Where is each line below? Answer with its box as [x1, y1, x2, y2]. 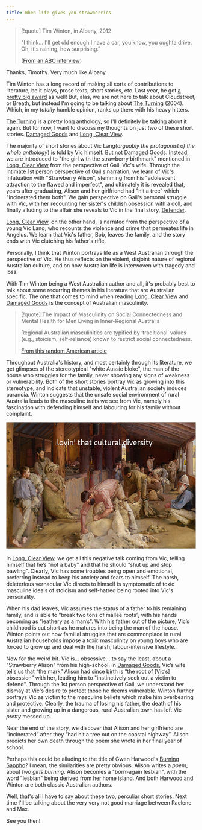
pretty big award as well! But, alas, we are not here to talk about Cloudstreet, [6, 93, 196, 100]
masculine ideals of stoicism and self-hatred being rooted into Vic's [6, 586, 173, 594]
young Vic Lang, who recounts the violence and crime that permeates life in [6, 224, 194, 232]
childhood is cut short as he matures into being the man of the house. [6, 624, 179, 631]
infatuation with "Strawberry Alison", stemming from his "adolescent [6, 174, 176, 181]
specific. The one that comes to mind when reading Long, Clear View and [6, 293, 189, 300]
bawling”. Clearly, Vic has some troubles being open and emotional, [6, 567, 174, 575]
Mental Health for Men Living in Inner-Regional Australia [20, 317, 161, 324]
